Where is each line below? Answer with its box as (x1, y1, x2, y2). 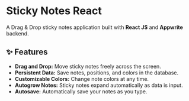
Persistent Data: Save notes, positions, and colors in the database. (14, 69, 179, 76)
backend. (6, 30, 29, 37)
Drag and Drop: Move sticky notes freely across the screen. (14, 63, 161, 70)
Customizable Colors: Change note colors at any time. (14, 75, 149, 82)
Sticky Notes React (6, 4, 102, 18)
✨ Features (6, 47, 48, 57)
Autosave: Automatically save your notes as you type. (14, 87, 148, 95)
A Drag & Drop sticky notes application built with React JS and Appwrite (6, 24, 184, 31)
